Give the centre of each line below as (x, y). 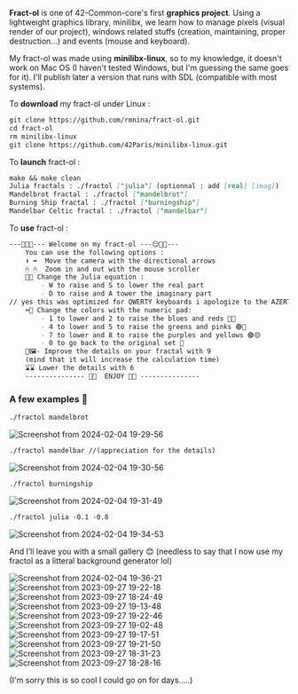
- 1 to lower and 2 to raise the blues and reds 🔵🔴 (139, 319)
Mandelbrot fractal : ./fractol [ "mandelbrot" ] (99, 194)
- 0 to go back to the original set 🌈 (113, 343)
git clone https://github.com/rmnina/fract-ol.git (105, 120)
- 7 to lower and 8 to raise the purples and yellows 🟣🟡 (151, 335)
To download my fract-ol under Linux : (80, 104)
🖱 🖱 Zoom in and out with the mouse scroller (113, 269)
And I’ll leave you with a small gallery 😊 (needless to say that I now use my (146, 551)
